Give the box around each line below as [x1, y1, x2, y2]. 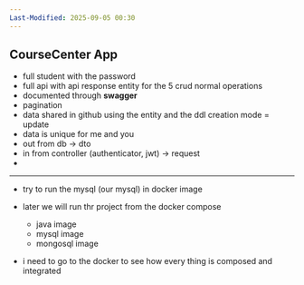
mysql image [35, 229, 84, 240]
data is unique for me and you [22, 129, 134, 140]
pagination [22, 100, 63, 111]
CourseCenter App [9, 47, 119, 63]
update [22, 119, 50, 130]
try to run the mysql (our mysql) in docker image [22, 183, 204, 195]
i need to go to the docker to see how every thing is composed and [22, 256, 273, 267]
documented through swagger [22, 90, 138, 101]
